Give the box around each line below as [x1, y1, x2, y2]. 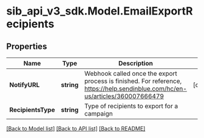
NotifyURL [9, 80, 40, 89]
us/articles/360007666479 [84, 92, 164, 100]
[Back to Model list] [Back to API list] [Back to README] [6, 125, 146, 132]
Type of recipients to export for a [84, 102, 178, 110]
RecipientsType [9, 106, 55, 114]
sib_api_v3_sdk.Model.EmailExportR [6, 4, 193, 18]
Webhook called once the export [84, 70, 177, 77]
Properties [6, 41, 47, 51]
